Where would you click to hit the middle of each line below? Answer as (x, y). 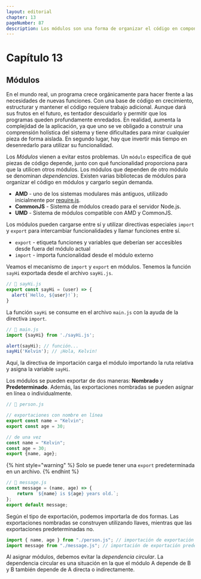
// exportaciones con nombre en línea (54, 415)
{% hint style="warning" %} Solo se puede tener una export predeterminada (100, 465)
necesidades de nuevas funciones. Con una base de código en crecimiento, (100, 101)
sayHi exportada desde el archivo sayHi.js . (60, 273)
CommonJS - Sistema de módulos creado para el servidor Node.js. (98, 206)
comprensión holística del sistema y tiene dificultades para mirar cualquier (98, 133)
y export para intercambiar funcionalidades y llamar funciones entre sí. (93, 231)
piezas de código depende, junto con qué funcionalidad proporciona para (97, 163)
